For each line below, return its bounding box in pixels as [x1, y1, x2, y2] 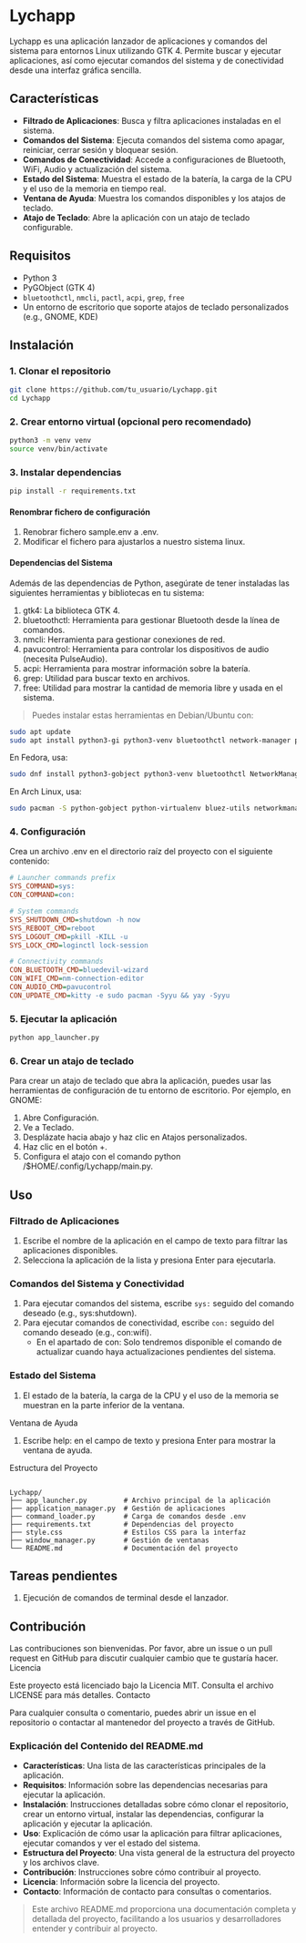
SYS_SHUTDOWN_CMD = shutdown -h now [9, 915, 141, 925]
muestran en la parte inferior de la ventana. [22, 1399, 185, 1410]
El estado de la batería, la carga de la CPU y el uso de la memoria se [22, 1390, 280, 1401]
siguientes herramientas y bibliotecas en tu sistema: [9, 587, 205, 598]
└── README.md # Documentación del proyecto [9, 1543, 239, 1553]
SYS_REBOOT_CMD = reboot [9, 924, 96, 933]
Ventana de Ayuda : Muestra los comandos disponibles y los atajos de [22, 192, 286, 203]
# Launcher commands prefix [9, 874, 117, 883]
